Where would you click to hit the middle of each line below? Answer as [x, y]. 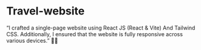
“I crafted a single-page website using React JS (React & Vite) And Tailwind [101, 28]
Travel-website [46, 11]
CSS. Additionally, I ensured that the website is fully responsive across [95, 34]
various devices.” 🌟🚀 [32, 40]
